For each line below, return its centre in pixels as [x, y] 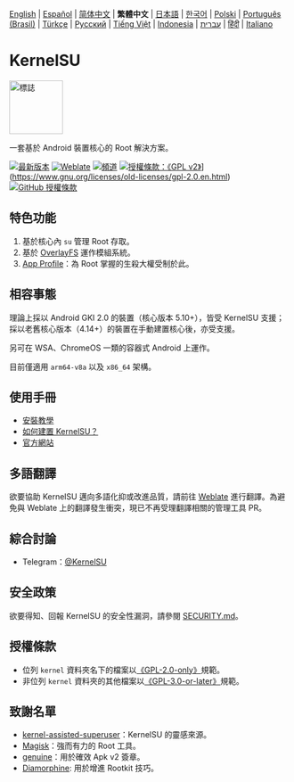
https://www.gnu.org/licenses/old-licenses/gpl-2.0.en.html [120, 177]
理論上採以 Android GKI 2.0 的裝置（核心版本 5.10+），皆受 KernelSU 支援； [147, 317]
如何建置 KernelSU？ [60, 432]
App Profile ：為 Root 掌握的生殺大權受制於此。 [108, 263]
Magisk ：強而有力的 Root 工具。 [81, 746]
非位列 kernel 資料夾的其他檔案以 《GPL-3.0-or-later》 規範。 [133, 680]
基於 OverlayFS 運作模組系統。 [78, 252]
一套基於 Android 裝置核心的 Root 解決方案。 [91, 147]
